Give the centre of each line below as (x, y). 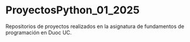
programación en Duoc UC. (39, 32)
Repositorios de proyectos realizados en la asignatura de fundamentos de (95, 26)
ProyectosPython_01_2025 (73, 10)
